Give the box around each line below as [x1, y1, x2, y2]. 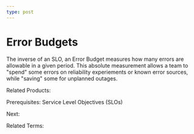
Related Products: [6, 86, 51, 94]
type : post [6, 9, 34, 15]
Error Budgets [6, 35, 78, 49]
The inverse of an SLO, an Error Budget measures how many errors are [6, 55, 184, 63]
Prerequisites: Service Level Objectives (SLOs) [6, 98, 123, 105]
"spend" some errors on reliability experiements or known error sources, [6, 68, 189, 76]
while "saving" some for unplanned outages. [6, 74, 118, 82]
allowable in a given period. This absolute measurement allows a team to [6, 62, 189, 69]
